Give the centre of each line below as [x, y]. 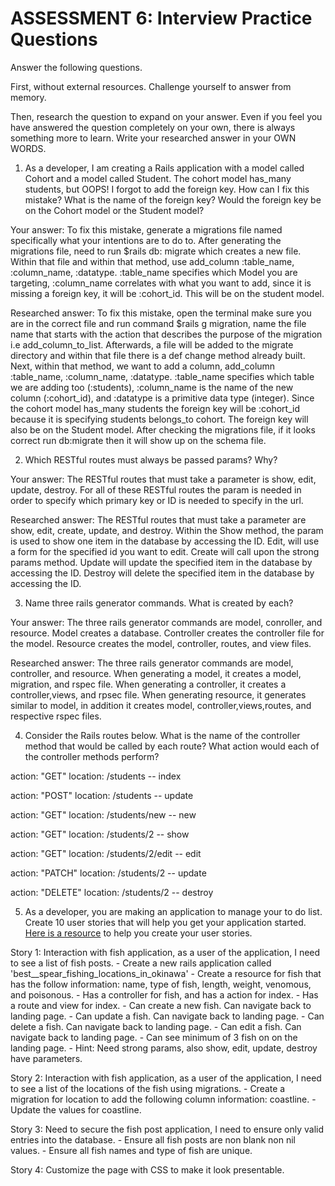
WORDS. [28, 148]
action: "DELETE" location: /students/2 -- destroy [112, 892]
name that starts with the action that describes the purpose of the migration [166, 334]
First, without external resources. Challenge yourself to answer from [151, 86]
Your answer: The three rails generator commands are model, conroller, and [166, 622]
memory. [28, 97]
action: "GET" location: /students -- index [96, 776]
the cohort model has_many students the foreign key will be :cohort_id [155, 408]
